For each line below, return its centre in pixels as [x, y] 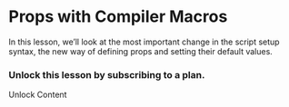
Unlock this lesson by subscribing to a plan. [107, 74]
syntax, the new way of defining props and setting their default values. [141, 51]
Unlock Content [38, 95]
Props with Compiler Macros [118, 17]
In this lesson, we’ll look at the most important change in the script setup [144, 42]
